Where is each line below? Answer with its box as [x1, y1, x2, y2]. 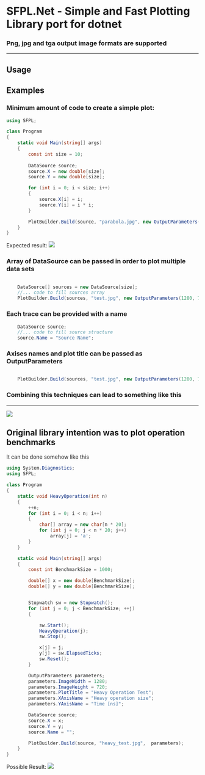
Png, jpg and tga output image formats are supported [6, 39, 167, 48]
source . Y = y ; [28, 723, 64, 729]
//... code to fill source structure [17, 329, 113, 335]
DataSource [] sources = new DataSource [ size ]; [17, 284, 138, 290]
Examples [6, 86, 45, 96]
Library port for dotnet [6, 17, 122, 31]
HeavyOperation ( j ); [38, 628, 88, 634]
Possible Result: [6, 763, 47, 771]
